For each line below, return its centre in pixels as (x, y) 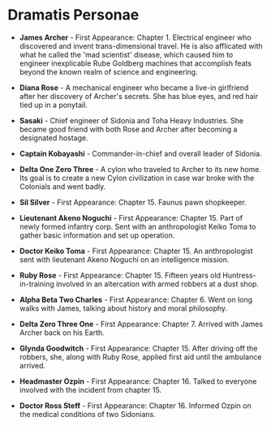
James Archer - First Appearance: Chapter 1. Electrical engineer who (135, 37)
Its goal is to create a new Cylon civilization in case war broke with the (137, 178)
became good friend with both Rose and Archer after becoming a (128, 129)
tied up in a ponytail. (54, 105)
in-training (37, 284)
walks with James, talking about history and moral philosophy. (123, 308)
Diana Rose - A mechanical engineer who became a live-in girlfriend (134, 88)
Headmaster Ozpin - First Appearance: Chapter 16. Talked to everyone (138, 381)
